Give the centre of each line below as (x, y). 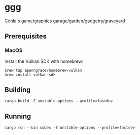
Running (18, 116)
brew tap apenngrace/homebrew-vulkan (43, 70)
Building (17, 90)
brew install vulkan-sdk (30, 75)
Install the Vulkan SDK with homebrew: (44, 61)
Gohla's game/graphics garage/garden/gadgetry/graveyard (65, 21)
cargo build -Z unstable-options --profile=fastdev (59, 101)
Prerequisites (26, 36)
